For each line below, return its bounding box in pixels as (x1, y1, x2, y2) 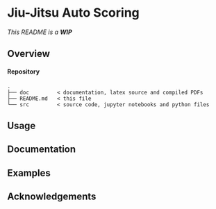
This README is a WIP (7, 28, 73, 36)
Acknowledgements (7, 191, 97, 203)
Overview (7, 48, 51, 60)
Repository (7, 67, 40, 76)
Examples (7, 167, 51, 178)
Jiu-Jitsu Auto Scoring (7, 5, 140, 21)
